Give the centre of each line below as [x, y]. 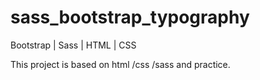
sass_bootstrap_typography [130, 17]
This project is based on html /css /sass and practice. [120, 64]
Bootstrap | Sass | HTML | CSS [73, 45]
